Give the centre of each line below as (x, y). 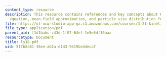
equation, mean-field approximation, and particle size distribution (83, 19)
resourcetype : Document (30, 38)
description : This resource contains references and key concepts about (82, 14)
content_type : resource (30, 10)
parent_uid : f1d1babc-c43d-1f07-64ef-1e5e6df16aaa (58, 33)
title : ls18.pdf (22, 42)
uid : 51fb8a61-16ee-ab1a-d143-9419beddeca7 (51, 47)
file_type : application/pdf (34, 28)
